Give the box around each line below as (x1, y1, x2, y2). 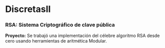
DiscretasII (5, 3, 51, 15)
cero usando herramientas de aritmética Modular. (5, 38, 107, 44)
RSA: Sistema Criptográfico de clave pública (5, 21, 115, 28)
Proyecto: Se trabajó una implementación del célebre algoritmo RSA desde (5, 32, 160, 38)
